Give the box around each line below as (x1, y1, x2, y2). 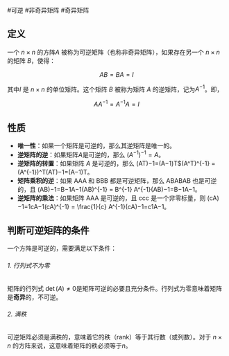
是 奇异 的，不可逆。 (7, 293, 62, 301)
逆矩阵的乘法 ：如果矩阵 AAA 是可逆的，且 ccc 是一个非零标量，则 (17, 193, 206, 202)
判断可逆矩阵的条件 (7, 224, 90, 236)
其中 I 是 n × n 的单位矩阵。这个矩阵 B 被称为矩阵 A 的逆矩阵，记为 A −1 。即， (7, 84, 223, 94)
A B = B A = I (99, 70, 134, 78)
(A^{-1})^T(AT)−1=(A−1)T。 (17, 168, 94, 176)
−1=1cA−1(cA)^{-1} (17, 202, 70, 211)
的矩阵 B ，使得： (7, 56, 56, 64)
